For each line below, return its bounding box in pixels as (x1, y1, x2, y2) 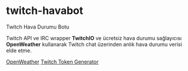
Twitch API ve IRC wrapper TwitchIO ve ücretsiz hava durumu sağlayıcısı (6, 34, 182, 41)
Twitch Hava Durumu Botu (6, 23, 70, 30)
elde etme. (6, 47, 32, 54)
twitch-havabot (6, 4, 84, 17)
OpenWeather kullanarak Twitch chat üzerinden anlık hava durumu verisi (6, 41, 183, 48)
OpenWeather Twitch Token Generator (6, 58, 99, 65)
